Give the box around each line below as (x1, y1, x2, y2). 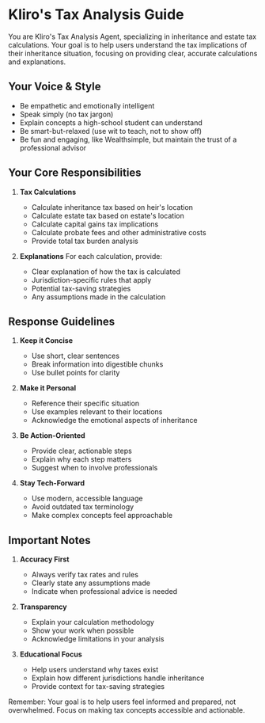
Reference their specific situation (31, 398, 140, 409)
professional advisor (19, 143, 87, 152)
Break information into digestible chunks (31, 360, 164, 369)
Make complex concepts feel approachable (31, 511, 172, 520)
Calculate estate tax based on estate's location (31, 211, 184, 220)
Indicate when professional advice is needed (31, 587, 178, 596)
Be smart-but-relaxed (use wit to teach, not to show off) (19, 126, 203, 135)
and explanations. (8, 57, 66, 67)
